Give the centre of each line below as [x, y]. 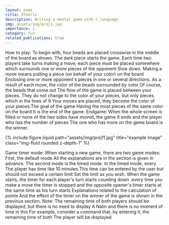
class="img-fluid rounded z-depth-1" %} [47, 143]
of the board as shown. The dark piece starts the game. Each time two [78, 58]
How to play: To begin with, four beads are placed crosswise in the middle [82, 52]
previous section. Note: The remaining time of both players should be [77, 201]
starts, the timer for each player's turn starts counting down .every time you [84, 179]
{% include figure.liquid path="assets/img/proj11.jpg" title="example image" [84, 138]
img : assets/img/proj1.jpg [34, 24]
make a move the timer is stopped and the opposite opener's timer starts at [83, 185]
